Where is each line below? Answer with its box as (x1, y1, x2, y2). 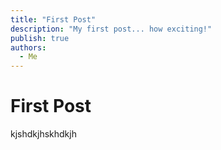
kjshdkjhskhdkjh (10, 128, 77, 140)
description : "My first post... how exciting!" (10, 24, 213, 34)
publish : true (10, 33, 70, 43)
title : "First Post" (10, 14, 97, 25)
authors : (10, 42, 47, 53)
